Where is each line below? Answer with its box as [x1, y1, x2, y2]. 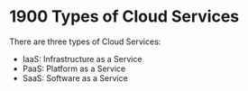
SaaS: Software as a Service [22, 72, 128, 83]
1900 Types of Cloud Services [9, 6, 240, 27]
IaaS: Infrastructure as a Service [22, 53, 142, 64]
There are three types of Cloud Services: [9, 36, 161, 47]
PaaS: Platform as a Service [22, 63, 126, 74]
